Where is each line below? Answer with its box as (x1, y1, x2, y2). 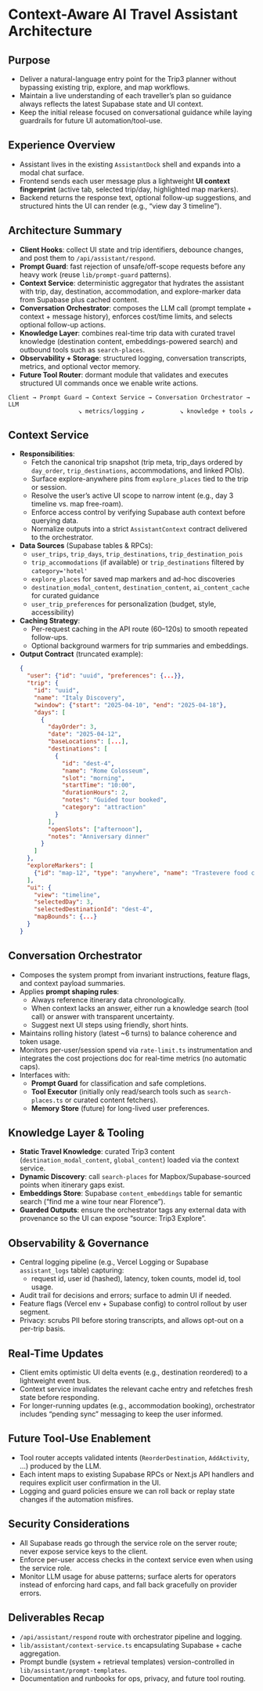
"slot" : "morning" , (61, 774, 125, 782)
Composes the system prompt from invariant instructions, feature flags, (19, 970, 250, 979)
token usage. (19, 1036, 62, 1046)
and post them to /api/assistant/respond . (19, 253, 156, 262)
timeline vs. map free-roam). (31, 499, 124, 509)
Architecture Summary (8, 224, 123, 237)
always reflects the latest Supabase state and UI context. (19, 100, 204, 108)
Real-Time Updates (8, 1346, 104, 1360)
